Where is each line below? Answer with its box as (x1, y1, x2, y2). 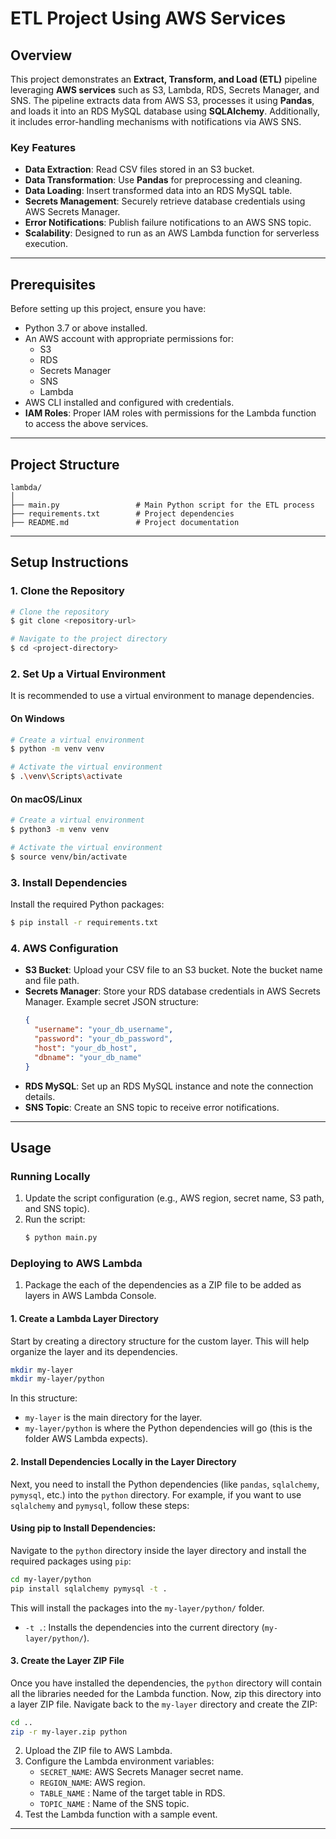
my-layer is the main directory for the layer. (24, 1412, 203, 1424)
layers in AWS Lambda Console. (24, 1290, 157, 1302)
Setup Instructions (10, 554, 129, 571)
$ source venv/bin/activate (10, 852, 128, 862)
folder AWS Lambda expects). (24, 1433, 149, 1445)
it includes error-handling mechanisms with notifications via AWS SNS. (10, 116, 302, 127)
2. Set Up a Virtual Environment (10, 667, 167, 681)
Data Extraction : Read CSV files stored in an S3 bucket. (24, 163, 255, 176)
